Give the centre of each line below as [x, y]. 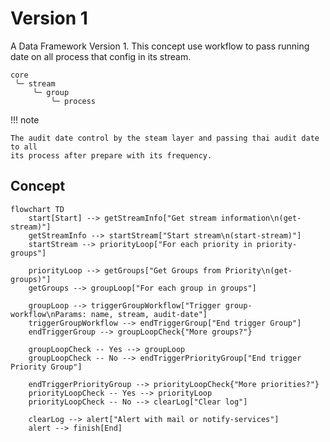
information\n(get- [261, 218]
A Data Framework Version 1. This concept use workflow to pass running [160, 46]
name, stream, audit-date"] [149, 314]
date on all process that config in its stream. [101, 56]
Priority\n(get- [258, 270]
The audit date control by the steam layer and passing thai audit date [165, 138]
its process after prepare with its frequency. [111, 155]
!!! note [25, 119]
